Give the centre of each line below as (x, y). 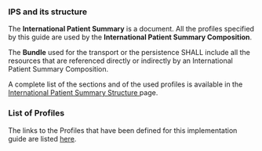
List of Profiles (36, 113)
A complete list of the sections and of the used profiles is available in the (126, 84)
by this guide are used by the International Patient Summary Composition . (130, 37)
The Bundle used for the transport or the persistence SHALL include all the (129, 53)
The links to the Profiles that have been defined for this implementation (123, 130)
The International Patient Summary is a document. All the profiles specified (131, 29)
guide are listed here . (42, 138)
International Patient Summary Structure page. (83, 93)
